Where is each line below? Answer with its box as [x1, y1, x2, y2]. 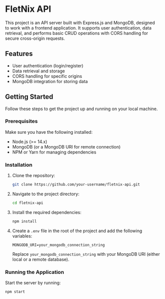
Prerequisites [5, 118, 38, 125]
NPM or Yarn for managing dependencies [12, 149, 97, 155]
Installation [5, 161, 33, 168]
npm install [12, 219, 37, 224]
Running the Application [5, 269, 64, 275]
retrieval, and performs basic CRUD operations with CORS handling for [5, 30, 148, 36]
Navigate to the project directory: [12, 191, 80, 197]
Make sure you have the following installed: [5, 129, 93, 135]
